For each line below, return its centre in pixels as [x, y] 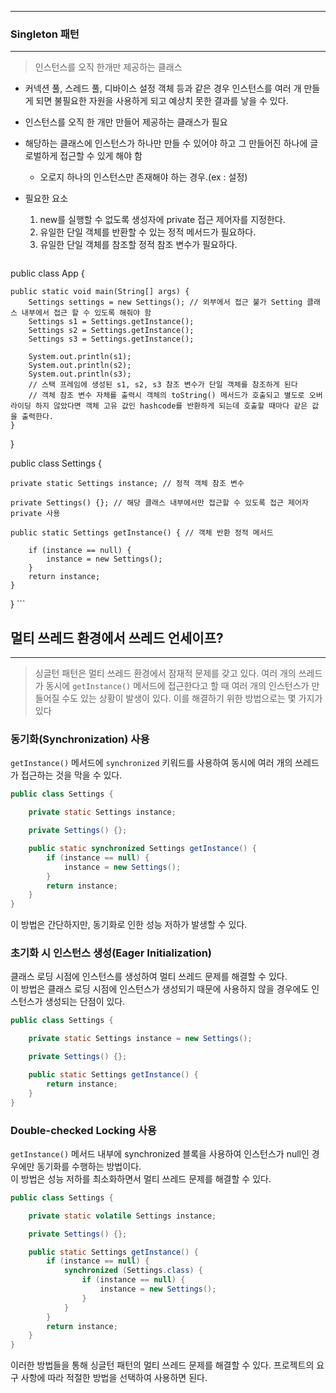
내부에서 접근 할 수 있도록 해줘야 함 [86, 313]
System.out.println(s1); [80, 357]
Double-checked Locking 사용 [83, 1130]
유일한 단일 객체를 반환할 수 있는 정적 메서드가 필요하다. [148, 232]
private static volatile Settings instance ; [122, 1216]
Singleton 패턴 [45, 34]
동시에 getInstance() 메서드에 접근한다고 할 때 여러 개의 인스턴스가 [177, 686]
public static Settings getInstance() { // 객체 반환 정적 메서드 [142, 533]
